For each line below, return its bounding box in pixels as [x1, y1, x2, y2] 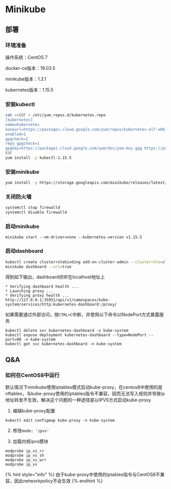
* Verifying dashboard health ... [5, 284, 79, 289]
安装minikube [5, 168, 40, 175]
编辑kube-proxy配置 [12, 408, 55, 414]
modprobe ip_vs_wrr [5, 457, 47, 462]
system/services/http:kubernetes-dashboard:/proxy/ [5, 302, 117, 307]
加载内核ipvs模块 [12, 439, 48, 445]
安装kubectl [5, 100, 35, 108]
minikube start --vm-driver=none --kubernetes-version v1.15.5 [5, 235, 142, 240]
